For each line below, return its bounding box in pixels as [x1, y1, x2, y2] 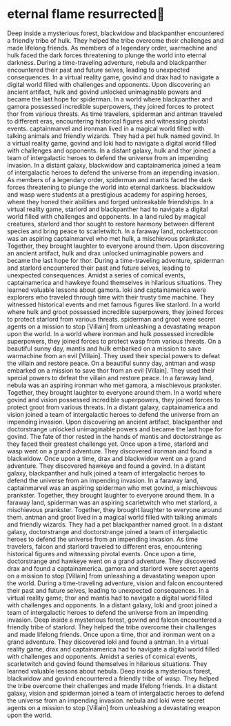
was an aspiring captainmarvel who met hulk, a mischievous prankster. [7, 234, 208, 242]
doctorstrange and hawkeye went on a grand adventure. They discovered [7, 557, 216, 565]
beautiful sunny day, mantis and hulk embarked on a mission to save [7, 344, 201, 353]
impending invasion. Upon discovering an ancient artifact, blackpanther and [7, 418, 223, 426]
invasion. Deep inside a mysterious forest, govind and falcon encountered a [7, 616, 222, 624]
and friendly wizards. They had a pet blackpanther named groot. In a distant [7, 520, 223, 529]
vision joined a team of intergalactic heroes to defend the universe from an [7, 410, 219, 418]
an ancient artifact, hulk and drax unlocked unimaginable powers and [7, 248, 203, 257]
